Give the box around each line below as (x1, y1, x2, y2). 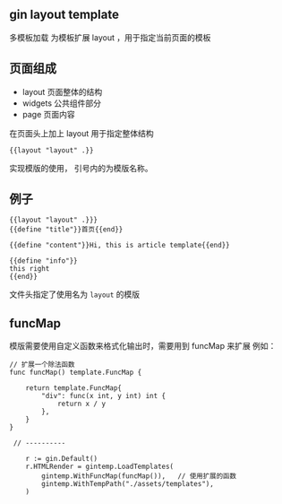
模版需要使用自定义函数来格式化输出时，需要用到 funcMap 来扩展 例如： (9, 341, 277, 352)
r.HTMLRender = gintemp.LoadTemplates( (25, 462, 175, 472)
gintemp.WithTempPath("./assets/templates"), (41, 480, 215, 489)
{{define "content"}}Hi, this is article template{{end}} (9, 241, 230, 250)
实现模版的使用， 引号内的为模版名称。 (9, 162, 153, 173)
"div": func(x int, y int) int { (41, 392, 167, 401)
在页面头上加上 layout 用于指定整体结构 (9, 127, 154, 138)
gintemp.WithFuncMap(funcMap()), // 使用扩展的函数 (41, 472, 237, 481)
